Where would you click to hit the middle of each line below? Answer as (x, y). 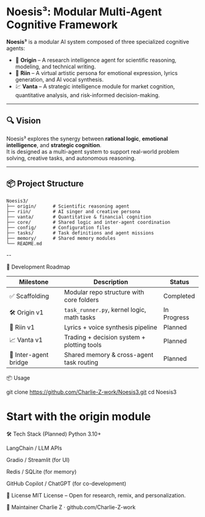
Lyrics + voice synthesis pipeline (110, 327)
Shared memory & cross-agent (109, 355)
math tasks (80, 317)
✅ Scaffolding (29, 296)
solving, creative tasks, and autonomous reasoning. (71, 158)
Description (111, 281)
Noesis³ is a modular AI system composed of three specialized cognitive (98, 42)
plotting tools (83, 345)
